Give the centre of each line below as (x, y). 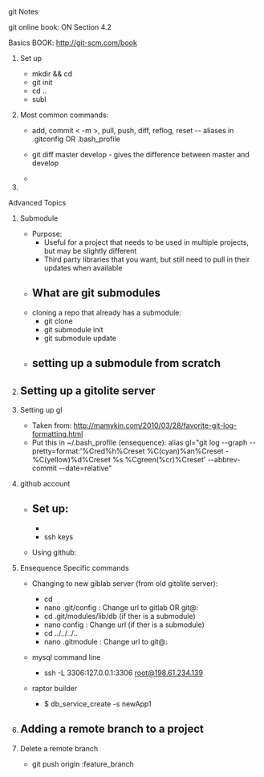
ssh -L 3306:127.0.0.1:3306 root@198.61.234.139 (123, 673)
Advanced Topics (37, 203)
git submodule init (73, 329)
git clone (59, 321)
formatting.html (57, 434)
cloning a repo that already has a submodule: (107, 312)
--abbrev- (224, 460)
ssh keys (59, 536)
